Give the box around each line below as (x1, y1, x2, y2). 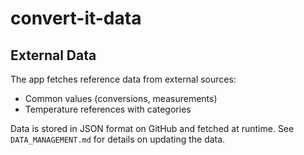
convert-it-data (10, 7, 142, 30)
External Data (10, 47, 97, 64)
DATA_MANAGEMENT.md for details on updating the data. (10, 133, 226, 145)
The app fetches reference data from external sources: (10, 73, 237, 85)
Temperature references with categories (24, 103, 192, 115)
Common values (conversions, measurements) (24, 93, 218, 104)
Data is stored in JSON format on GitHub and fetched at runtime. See (10, 123, 295, 134)
